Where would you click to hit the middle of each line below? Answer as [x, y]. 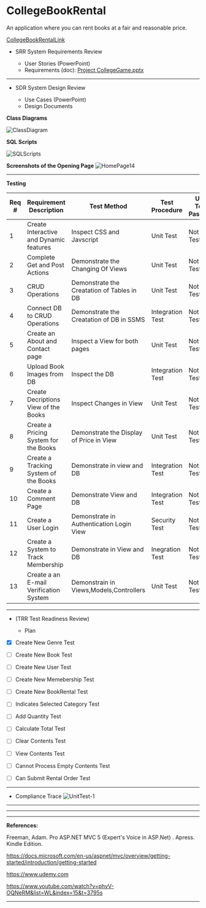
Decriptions [44, 399]
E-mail [37, 582]
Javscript [85, 239]
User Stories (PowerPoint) [57, 63]
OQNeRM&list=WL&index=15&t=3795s [55, 893]
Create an [41, 333]
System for [43, 440]
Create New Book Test [44, 655]
